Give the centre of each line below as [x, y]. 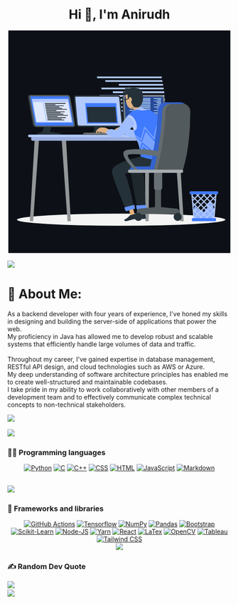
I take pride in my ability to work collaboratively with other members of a [113, 389]
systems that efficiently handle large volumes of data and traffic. [102, 344]
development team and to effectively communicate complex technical [109, 397]
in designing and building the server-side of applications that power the [112, 321]
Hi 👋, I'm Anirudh [119, 15]
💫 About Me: [45, 294]
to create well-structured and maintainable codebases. [88, 382]
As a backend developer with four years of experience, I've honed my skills [118, 313]
